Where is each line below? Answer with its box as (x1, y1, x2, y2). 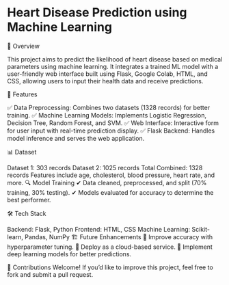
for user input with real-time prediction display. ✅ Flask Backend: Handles (7, 126, 215, 135)
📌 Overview (7, 42, 40, 50)
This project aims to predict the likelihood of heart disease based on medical (7, 55, 223, 63)
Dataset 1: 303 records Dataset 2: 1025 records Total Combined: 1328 (7, 163, 203, 172)
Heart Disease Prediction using (7, 5, 187, 21)
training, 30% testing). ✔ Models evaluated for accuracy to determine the (7, 188, 214, 196)
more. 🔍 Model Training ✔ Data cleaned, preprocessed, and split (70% (7, 178, 207, 187)
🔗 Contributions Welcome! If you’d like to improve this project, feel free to (7, 263, 213, 271)
